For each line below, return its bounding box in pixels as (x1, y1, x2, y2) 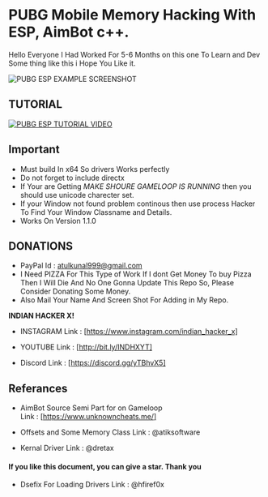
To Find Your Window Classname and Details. (19, 207, 172, 216)
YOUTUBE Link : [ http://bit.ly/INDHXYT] (19, 342, 152, 352)
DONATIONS (8, 239, 74, 253)
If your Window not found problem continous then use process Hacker (19, 199, 256, 208)
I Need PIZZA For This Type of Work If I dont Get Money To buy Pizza (19, 269, 252, 279)
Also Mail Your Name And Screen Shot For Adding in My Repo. (19, 295, 229, 305)
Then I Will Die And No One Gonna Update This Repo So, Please (19, 278, 235, 288)
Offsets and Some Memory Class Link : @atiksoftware (19, 427, 201, 437)
